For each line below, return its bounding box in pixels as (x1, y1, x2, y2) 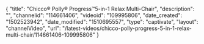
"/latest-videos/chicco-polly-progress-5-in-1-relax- (62, 24, 192, 32)
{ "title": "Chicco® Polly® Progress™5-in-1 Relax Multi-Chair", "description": (5, 5, 195, 12)
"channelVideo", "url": (5, 24, 62, 32)
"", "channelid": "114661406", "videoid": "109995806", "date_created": (5, 12, 183, 19)
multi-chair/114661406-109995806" (5, 31, 95, 38)
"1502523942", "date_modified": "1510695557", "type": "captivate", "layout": (5, 18, 199, 25)
